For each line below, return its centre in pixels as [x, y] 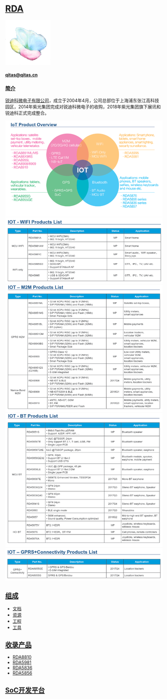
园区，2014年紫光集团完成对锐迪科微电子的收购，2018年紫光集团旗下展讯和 [83, 107]
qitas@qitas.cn [21, 75]
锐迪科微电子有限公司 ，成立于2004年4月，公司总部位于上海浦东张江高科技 [82, 100]
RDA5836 [22, 668]
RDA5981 [22, 662]
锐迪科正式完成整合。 [27, 113]
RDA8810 [22, 657]
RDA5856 [22, 673]
